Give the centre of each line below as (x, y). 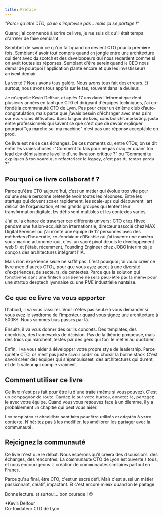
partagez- (146, 397)
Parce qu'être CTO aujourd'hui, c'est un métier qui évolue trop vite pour (77, 191)
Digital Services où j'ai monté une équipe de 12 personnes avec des (73, 232)
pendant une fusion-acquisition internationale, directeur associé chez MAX (80, 226)
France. (13, 470)
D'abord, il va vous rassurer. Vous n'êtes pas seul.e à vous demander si (77, 310)
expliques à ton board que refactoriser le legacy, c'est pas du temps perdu (80, 159)
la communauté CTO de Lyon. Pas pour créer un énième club (79, 108)
